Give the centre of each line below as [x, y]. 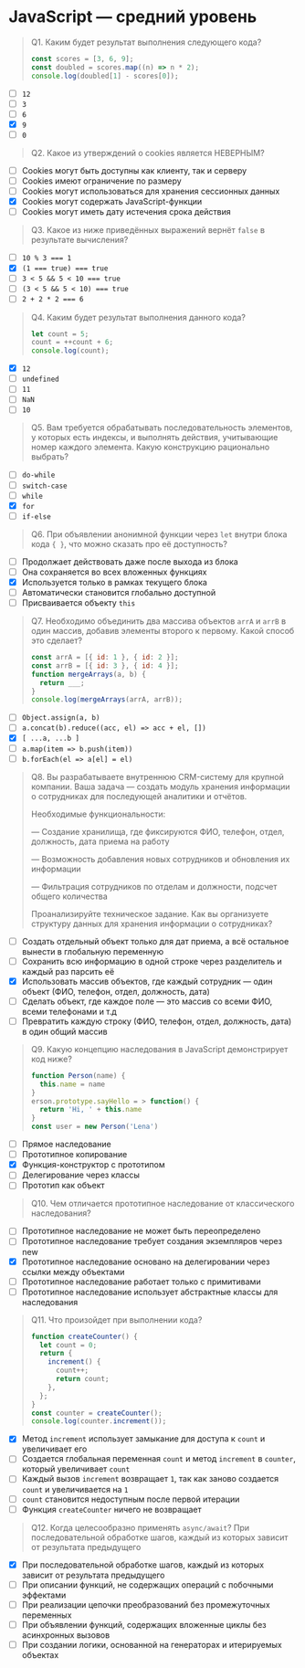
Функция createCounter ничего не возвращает [111, 1509]
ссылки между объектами [73, 1272]
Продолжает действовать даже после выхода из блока [130, 561]
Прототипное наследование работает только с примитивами [141, 1282]
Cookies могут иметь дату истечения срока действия [126, 212]
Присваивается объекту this [79, 603]
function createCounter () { [84, 1336]
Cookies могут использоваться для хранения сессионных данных [151, 191]
